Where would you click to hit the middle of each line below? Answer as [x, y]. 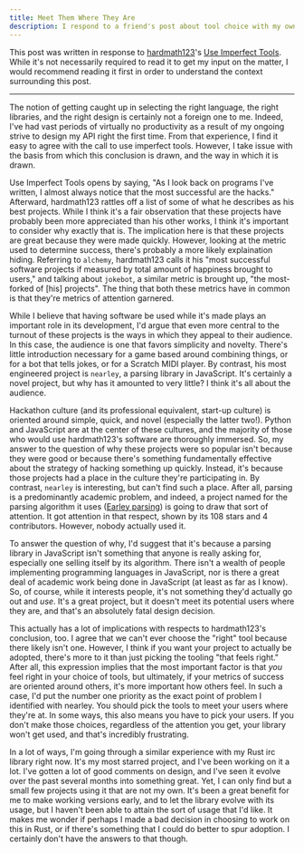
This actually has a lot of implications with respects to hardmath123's [138, 628]
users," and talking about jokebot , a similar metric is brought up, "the [138, 278]
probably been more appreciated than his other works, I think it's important [149, 221]
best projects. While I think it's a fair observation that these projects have [146, 211]
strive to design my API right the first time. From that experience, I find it [144, 136]
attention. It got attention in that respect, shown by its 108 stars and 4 [139, 516]
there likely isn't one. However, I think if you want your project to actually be [151, 647]
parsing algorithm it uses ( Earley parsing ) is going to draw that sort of [139, 506]
